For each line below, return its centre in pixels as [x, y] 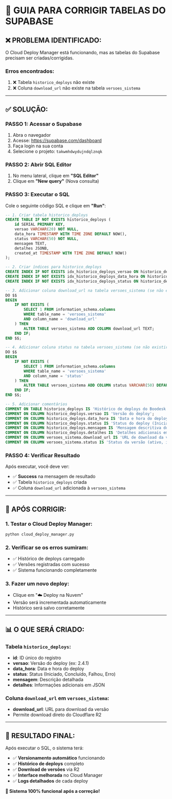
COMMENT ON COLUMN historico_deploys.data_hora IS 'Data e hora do [79, 418]
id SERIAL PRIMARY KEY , [40, 225]
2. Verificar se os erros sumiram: [47, 547]
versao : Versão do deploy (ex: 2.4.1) [51, 663]
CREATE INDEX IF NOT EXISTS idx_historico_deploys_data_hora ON [75, 277]
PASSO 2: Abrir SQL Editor [38, 164]
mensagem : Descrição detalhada [48, 680]
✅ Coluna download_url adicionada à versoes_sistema [69, 488]
